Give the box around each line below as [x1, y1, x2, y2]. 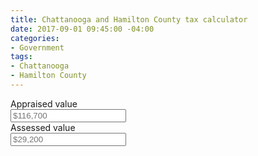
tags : [10, 52, 33, 62]
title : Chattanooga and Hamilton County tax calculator [10, 14, 248, 25]
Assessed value [10, 121, 76, 133]
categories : [10, 33, 60, 43]
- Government [10, 42, 65, 53]
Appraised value [10, 97, 78, 110]
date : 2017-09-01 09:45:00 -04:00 [10, 24, 155, 34]
